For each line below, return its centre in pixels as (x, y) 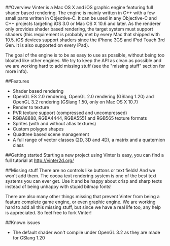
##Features (17, 81)
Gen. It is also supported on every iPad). (47, 45)
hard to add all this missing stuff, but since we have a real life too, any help (83, 207)
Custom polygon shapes (38, 129)
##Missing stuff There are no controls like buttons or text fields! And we (80, 170)
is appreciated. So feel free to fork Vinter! (48, 213)
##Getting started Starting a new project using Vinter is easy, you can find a (84, 155)
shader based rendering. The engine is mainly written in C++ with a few (80, 13)
